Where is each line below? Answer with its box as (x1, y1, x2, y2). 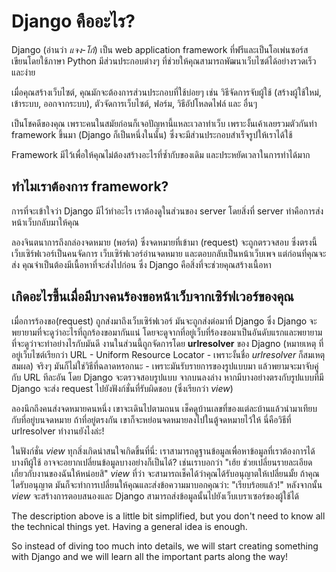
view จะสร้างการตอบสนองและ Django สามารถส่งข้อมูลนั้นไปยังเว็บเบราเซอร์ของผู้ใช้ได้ (11, 490, 300, 502)
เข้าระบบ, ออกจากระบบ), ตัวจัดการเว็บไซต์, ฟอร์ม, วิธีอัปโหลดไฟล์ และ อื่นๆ (11, 97, 258, 109)
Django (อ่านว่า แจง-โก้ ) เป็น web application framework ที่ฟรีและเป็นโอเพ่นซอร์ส (11, 43, 309, 55)
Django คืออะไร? (11, 10, 136, 33)
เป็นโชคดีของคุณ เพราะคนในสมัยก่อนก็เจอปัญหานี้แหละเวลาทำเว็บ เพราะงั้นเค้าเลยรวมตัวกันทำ (11, 117, 318, 129)
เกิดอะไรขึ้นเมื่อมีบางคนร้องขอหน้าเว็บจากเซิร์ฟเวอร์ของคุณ (11, 288, 294, 305)
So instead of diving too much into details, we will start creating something (11, 540, 319, 552)
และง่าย (11, 66, 36, 78)
